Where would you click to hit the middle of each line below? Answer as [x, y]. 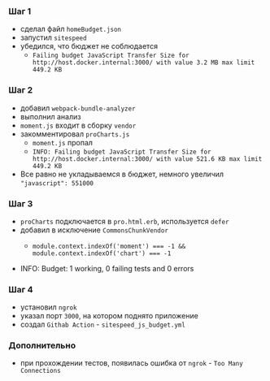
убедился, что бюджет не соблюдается [89, 46]
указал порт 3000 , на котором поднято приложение [109, 316]
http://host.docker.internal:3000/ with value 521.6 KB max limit [147, 159]
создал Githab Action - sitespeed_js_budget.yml [102, 325]
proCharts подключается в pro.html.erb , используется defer [124, 221]
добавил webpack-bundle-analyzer [78, 108]
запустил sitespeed [53, 37]
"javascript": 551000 [57, 183]
